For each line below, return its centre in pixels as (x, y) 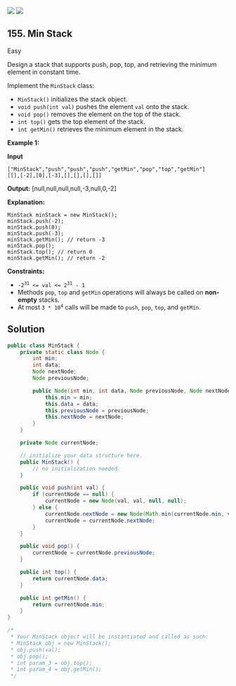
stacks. (49, 300)
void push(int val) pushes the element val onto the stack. (103, 106)
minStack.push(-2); (36, 221)
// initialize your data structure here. (81, 455)
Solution (26, 330)
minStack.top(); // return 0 (50, 252)
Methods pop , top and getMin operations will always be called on (110, 292)
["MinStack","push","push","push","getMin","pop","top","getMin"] (106, 169)
